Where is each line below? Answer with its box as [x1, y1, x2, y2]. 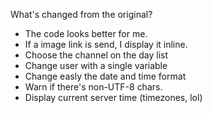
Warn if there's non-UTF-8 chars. [24, 81, 163, 93]
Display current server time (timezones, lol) [24, 92, 203, 103]
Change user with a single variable [24, 60, 168, 71]
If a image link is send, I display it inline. [24, 39, 188, 50]
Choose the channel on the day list [24, 49, 169, 61]
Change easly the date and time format [24, 70, 187, 82]
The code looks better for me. [24, 28, 148, 39]
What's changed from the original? [10, 9, 153, 20]
